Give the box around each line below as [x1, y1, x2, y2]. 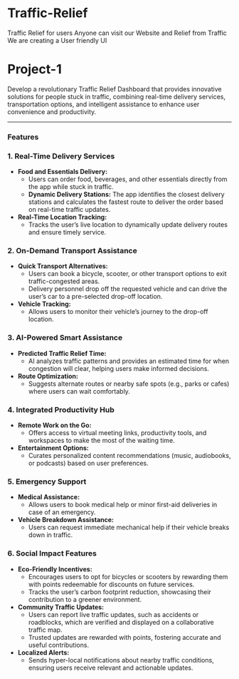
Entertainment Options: [17, 444, 89, 452]
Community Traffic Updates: [17, 603, 105, 611]
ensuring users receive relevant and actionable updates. [28, 663, 193, 672]
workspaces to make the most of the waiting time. [28, 436, 176, 444]
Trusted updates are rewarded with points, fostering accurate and [28, 633, 222, 641]
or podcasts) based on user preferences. [28, 459, 149, 467]
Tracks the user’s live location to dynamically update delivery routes [28, 220, 228, 229]
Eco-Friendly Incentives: [17, 565, 92, 573]
